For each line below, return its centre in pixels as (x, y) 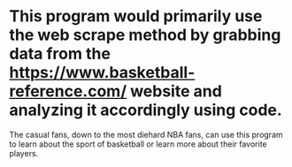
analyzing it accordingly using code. (146, 110)
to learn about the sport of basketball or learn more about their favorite (138, 144)
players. (24, 153)
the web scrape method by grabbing (145, 35)
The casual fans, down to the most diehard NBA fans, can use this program (146, 134)
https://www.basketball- (102, 73)
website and (176, 91)
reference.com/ (68, 91)
